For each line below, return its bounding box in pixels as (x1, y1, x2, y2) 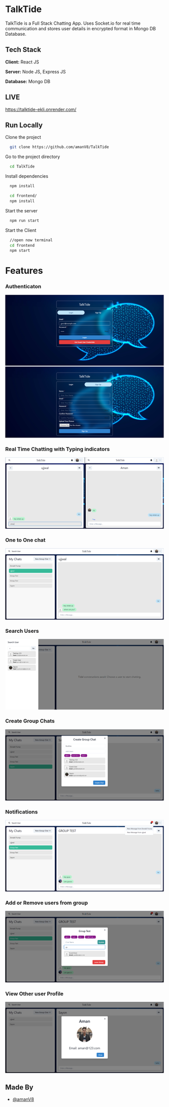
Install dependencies (5, 173, 49, 179)
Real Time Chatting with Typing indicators (5, 446, 110, 453)
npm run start (10, 218, 39, 223)
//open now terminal (10, 238, 53, 243)
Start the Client (5, 227, 37, 233)
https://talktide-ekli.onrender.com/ (5, 106, 76, 112)
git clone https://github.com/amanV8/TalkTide (10, 144, 109, 150)
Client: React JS (5, 59, 39, 65)
